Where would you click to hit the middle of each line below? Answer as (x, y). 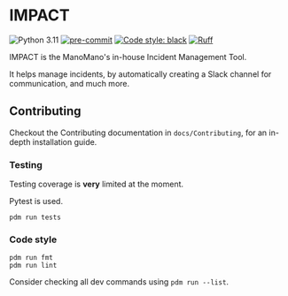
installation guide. (65, 141)
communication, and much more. (70, 83)
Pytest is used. (36, 201)
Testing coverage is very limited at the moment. (97, 184)
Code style (33, 239)
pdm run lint (33, 266)
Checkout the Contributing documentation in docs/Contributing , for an (138, 133)
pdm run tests (35, 217)
